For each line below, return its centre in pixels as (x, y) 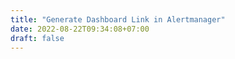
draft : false (37, 38)
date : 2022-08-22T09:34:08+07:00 (80, 29)
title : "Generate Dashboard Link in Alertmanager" (118, 19)
